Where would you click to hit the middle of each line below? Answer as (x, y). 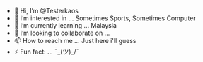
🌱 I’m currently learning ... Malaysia (65, 25)
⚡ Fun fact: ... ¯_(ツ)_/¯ (46, 52)
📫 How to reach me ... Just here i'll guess (75, 41)
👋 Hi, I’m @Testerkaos (46, 11)
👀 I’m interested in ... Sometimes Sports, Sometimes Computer (105, 18)
